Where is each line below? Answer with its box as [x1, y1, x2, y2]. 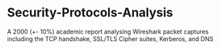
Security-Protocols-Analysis [7, 5, 174, 21]
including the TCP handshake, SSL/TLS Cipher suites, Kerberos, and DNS [7, 34, 214, 42]
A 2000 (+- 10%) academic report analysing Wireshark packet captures [7, 27, 209, 36]
